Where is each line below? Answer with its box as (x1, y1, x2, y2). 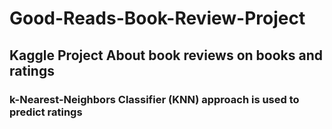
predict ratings (9, 105, 83, 119)
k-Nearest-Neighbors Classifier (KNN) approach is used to (9, 92, 300, 106)
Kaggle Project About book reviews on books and (9, 47, 324, 64)
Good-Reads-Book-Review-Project (9, 7, 306, 30)
